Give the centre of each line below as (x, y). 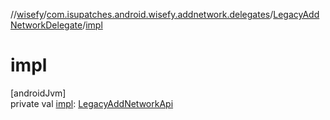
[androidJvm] (38, 93)
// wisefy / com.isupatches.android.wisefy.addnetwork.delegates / (142, 14)
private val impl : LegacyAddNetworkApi (92, 103)
